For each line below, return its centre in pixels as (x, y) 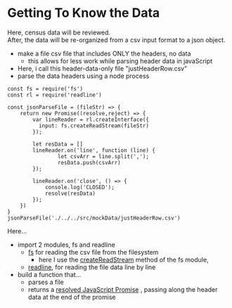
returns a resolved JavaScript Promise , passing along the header (123, 289)
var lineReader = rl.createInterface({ (91, 120)
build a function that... (49, 274)
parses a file (46, 282)
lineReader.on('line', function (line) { (94, 150)
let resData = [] (58, 144)
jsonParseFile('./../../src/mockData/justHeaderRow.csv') (94, 218)
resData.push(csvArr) (89, 162)
